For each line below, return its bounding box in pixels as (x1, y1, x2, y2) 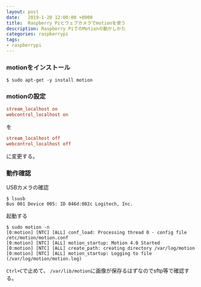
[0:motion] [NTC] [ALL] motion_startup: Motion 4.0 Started (6, 240, 161, 246)
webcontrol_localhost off (6, 141, 71, 147)
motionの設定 (6, 92, 46, 101)
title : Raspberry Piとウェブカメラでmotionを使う (6, 20, 126, 26)
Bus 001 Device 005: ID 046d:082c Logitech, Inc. (6, 201, 134, 207)
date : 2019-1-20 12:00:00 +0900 (6, 14, 93, 20)
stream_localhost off (6, 136, 61, 142)
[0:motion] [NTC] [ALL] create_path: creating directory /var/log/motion (6, 246, 196, 252)
